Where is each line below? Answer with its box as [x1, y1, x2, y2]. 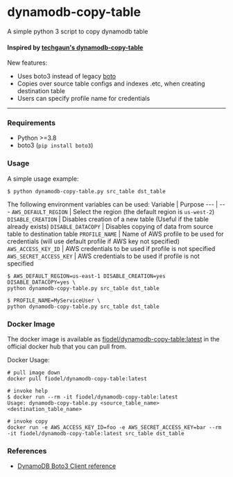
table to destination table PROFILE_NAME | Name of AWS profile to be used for [7, 229, 224, 238]
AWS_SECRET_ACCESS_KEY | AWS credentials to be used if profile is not [7, 252, 200, 260]
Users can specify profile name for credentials [17, 95, 150, 103]
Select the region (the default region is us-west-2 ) [72, 207, 215, 216]
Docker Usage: [7, 356, 50, 364]
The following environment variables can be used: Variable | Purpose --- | [7, 200, 218, 209]
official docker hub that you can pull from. [7, 342, 127, 351]
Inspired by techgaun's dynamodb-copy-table [7, 43, 144, 51]
